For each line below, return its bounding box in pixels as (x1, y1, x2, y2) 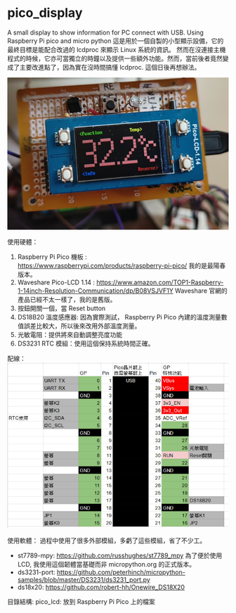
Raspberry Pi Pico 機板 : (17, 253, 87, 261)
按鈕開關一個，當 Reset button (17, 304, 106, 312)
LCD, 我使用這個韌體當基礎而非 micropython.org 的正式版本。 (17, 560, 195, 569)
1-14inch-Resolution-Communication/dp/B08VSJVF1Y (17, 286, 173, 295)
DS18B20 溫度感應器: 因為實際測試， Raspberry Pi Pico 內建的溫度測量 (17, 313, 221, 322)
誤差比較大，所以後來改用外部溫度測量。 (23, 322, 141, 330)
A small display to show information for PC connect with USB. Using (7, 28, 204, 37)
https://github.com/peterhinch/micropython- (56, 568, 186, 576)
